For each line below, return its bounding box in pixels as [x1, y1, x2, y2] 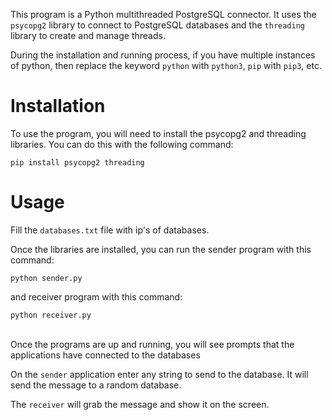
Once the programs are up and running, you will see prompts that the [10, 338, 295, 350]
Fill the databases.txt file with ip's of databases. [10, 224, 210, 236]
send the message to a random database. [10, 379, 182, 391]
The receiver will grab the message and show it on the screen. [10, 398, 270, 410]
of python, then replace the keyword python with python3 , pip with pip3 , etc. [10, 60, 322, 71]
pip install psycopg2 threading [10, 157, 145, 168]
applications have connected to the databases [10, 349, 201, 361]
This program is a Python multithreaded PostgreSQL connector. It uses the [10, 9, 317, 20]
